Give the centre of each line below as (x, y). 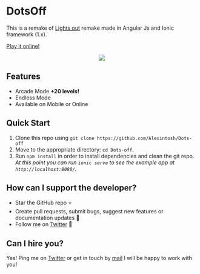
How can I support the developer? (72, 188)
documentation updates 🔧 (47, 218)
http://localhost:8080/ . (46, 169)
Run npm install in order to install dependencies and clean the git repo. (105, 156)
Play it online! (23, 46)
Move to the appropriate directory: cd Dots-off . (75, 149)
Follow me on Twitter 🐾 (44, 224)
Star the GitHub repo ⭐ (44, 203)
